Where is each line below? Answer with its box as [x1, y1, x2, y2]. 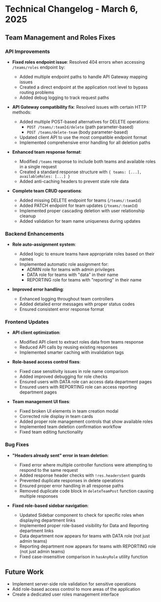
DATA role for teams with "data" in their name [26, 272, 118, 278]
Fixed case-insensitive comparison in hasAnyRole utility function [19, 554, 148, 559]
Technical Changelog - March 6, [5, 3, 138, 15]
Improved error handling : [12, 286, 65, 292]
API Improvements [5, 48, 50, 55]
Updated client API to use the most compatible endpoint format [19, 134, 147, 140]
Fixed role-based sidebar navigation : [12, 503, 89, 509]
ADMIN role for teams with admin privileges [26, 267, 115, 273]
